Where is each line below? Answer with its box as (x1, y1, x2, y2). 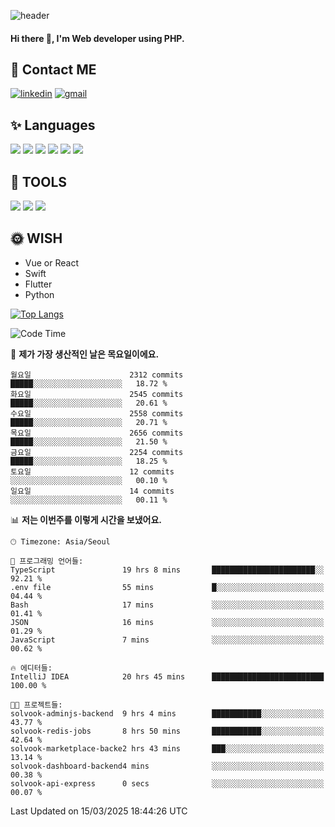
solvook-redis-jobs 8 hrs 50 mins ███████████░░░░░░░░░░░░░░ (10, 726, 325, 736)
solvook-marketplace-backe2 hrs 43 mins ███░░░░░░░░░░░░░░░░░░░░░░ (10, 743, 325, 754)
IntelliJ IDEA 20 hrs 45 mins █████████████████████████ (10, 671, 325, 682)
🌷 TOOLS (10, 173, 68, 190)
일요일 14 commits (10, 486, 175, 496)
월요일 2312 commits (10, 370, 184, 380)
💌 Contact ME (10, 61, 97, 78)
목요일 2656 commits (10, 428, 184, 438)
